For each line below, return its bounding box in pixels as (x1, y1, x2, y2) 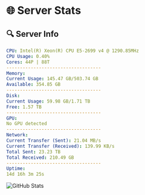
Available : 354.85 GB (6, 82, 61, 88)
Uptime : (6, 165, 26, 172)
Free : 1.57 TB (6, 104, 42, 110)
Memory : (6, 70, 26, 76)
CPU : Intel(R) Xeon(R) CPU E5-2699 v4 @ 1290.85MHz (6, 48, 139, 54)
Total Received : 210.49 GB (6, 155, 74, 161)
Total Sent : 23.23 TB (6, 149, 61, 155)
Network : (6, 132, 28, 138)
